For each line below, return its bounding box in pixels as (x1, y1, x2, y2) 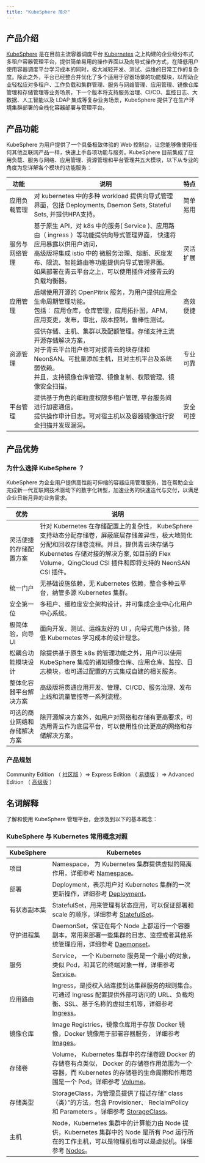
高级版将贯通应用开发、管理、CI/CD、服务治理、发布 (40, 683, 192, 692)
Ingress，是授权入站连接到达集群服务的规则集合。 (52, 981, 196, 990)
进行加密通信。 (34, 403, 77, 412)
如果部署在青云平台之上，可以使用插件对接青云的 (34, 267, 175, 276)
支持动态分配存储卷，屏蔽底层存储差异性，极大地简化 (40, 531, 193, 539)
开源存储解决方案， (34, 336, 90, 345)
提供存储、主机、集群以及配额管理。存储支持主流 (34, 327, 175, 336)
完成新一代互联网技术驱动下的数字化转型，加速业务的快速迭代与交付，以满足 (6, 486, 199, 493)
